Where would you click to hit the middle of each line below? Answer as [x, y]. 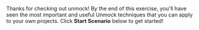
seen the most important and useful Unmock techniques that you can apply [99, 15]
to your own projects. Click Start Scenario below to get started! [85, 21]
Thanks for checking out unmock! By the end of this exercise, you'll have [96, 9]
